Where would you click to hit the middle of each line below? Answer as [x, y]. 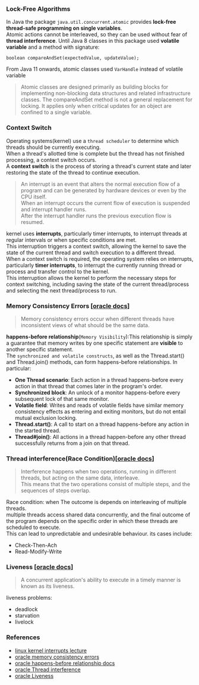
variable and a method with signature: [53, 47]
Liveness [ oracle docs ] [40, 567]
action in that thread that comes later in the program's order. [89, 386]
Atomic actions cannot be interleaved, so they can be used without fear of [97, 35]
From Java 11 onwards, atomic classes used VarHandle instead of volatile [94, 69]
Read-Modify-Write [38, 552]
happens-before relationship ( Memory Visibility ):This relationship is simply [99, 337]
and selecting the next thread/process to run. [61, 290]
